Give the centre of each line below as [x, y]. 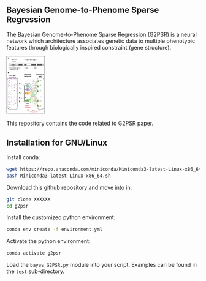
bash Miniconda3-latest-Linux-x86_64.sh [59, 176]
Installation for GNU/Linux [57, 142]
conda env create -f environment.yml [55, 230]
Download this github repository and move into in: [69, 187]
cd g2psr [17, 206]
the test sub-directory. [36, 271]
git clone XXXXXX [29, 199]
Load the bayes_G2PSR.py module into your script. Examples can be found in [102, 265]
